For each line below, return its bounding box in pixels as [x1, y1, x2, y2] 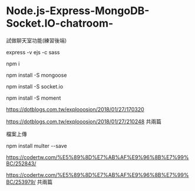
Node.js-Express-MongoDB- [6, 4, 150, 18]
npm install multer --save [6, 142, 67, 149]
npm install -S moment [6, 94, 61, 101]
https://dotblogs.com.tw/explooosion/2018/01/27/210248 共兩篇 [6, 118, 162, 125]
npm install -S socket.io [6, 83, 64, 90]
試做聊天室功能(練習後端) [6, 37, 67, 44]
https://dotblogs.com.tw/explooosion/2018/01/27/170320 [6, 106, 144, 113]
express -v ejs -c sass [6, 48, 60, 55]
